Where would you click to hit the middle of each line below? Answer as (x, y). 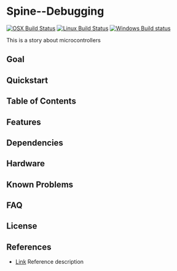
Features (24, 122)
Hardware (26, 164)
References (29, 247)
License (22, 226)
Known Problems (40, 184)
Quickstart (27, 80)
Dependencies (35, 143)
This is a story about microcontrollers (54, 40)
